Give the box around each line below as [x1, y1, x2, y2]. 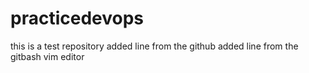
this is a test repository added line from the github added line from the [10, 40, 299, 52]
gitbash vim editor [10, 50, 85, 62]
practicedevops [10, 7, 145, 30]
